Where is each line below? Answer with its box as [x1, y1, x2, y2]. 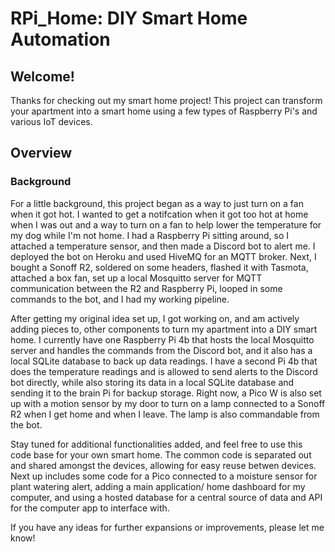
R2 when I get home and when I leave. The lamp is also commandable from [10, 408, 320, 420]
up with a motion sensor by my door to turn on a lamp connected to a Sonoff [10, 397, 326, 409]
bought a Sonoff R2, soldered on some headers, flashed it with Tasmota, [10, 261, 309, 273]
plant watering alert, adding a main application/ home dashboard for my [10, 480, 306, 492]
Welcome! [10, 68, 75, 85]
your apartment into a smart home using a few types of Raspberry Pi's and [10, 105, 318, 117]
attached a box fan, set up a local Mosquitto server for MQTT [10, 272, 263, 284]
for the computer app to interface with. [10, 502, 170, 514]
